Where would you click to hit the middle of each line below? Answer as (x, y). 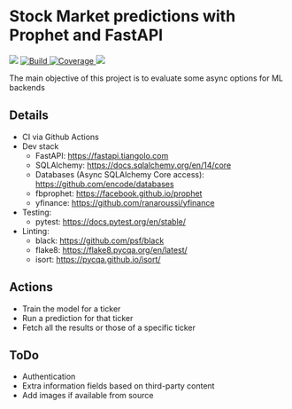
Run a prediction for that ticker (77, 318)
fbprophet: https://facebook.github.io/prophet (119, 193)
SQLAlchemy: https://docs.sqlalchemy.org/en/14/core (133, 165)
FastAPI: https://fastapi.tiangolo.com (102, 155)
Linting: (36, 231)
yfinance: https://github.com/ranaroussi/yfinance (125, 202)
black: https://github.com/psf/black (100, 240)
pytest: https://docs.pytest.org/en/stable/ (111, 221)
